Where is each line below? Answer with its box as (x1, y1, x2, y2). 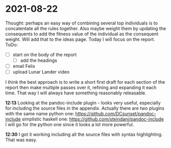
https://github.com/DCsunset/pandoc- (75, 111, 156, 117)
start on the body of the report (12, 52, 77, 58)
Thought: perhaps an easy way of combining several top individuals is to (5, 20, 158, 26)
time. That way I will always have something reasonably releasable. (5, 90, 146, 96)
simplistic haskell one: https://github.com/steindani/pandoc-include (22, 116, 164, 122)
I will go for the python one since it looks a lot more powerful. (5, 121, 134, 128)
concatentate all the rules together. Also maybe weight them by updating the (5, 25, 166, 31)
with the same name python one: (5, 111, 75, 117)
